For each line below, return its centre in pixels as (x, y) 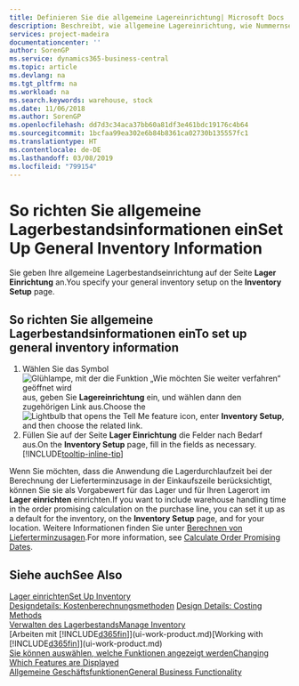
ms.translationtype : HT (53, 141)
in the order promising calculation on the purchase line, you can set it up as (147, 509)
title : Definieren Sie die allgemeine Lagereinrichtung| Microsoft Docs (147, 17)
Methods (26, 615)
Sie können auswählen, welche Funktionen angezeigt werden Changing (139, 653)
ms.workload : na (39, 92)
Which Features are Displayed (64, 662)
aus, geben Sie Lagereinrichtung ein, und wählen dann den (132, 398)
